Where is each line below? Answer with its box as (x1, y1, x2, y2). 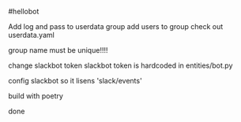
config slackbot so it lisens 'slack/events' (8, 76, 142, 85)
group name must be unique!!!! (8, 46, 108, 54)
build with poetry (8, 91, 63, 101)
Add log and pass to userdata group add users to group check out (8, 22, 224, 31)
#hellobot (8, 7, 40, 16)
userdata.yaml (8, 31, 55, 39)
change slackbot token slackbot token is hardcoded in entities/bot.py (8, 61, 233, 70)
